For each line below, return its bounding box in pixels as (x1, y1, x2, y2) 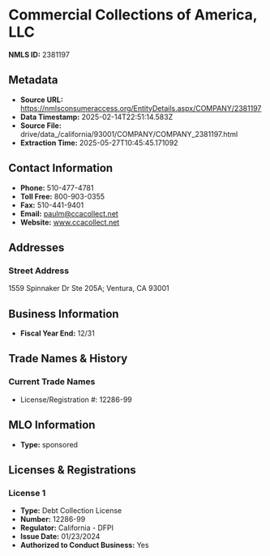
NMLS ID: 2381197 (8, 49, 71, 59)
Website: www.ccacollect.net (19, 217, 120, 227)
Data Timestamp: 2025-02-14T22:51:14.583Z (19, 112, 174, 122)
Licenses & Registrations (8, 463, 136, 477)
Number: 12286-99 (19, 515, 86, 524)
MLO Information (8, 418, 96, 432)
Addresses (8, 241, 65, 254)
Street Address (8, 265, 70, 276)
